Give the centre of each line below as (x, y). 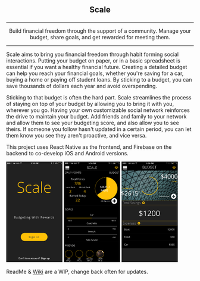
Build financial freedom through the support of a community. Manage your (100, 31)
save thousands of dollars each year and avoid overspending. (82, 86)
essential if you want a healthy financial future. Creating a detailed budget (97, 67)
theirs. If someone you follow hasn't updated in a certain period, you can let (99, 129)
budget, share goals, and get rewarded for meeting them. (100, 38)
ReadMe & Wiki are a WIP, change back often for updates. (77, 271)
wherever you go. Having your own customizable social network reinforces (98, 110)
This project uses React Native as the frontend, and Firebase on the (89, 147)
